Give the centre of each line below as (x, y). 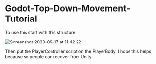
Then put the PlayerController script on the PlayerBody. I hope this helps (78, 51)
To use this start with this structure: (41, 32)
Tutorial (21, 19)
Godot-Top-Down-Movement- (68, 9)
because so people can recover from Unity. (49, 56)
